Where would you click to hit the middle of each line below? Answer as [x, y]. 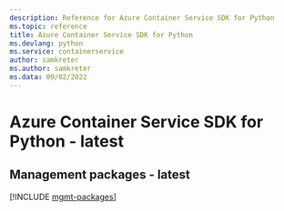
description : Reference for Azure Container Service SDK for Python [142, 18]
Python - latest [67, 141]
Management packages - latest [100, 175]
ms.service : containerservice [67, 52]
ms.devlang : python [46, 43]
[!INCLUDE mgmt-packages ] [63, 196]
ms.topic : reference [49, 26]
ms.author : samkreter [51, 69]
